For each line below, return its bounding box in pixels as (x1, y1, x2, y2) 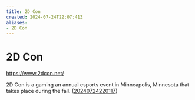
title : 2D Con (6, 8, 41, 15)
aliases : (6, 19, 28, 25)
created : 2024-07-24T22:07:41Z (6, 14, 83, 20)
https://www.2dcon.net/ (6, 70, 64, 77)
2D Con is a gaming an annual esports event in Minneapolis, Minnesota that (6, 81, 190, 88)
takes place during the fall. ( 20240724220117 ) (6, 88, 118, 95)
